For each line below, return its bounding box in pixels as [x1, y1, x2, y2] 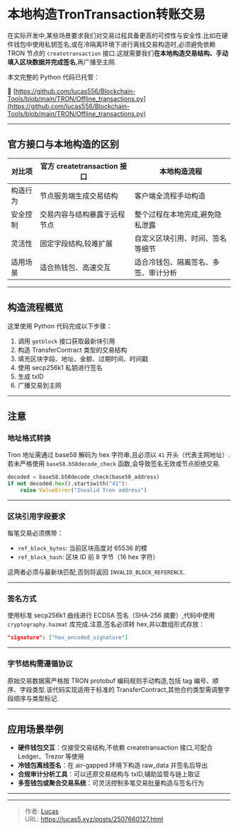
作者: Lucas [24, 807, 59, 816]
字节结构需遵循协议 [7, 659, 73, 669]
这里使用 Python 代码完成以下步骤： [7, 321, 113, 330]
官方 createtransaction [40, 161, 118, 171]
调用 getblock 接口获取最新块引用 [17, 337, 115, 345]
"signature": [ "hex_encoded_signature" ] [7, 634, 129, 641]
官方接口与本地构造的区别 [7, 139, 119, 151]
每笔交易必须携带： [7, 529, 64, 538]
